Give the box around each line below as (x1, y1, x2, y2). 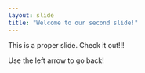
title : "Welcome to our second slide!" (8, 19, 139, 27)
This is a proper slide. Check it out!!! (8, 40, 125, 49)
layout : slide (8, 11, 55, 20)
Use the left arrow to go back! (8, 56, 104, 65)
